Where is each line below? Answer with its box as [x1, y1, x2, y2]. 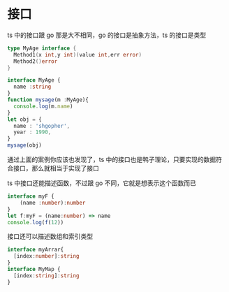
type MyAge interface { [7, 45, 77, 52]
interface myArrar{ [7, 246, 64, 254]
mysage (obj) [7, 142, 42, 149]
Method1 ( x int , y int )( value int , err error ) [13, 51, 142, 58]
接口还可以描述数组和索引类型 [7, 232, 93, 241]
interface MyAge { [7, 77, 61, 84]
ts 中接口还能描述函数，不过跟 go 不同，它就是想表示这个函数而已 [7, 179, 197, 187]
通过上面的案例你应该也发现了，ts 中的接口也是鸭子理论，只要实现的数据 [7, 155, 216, 164]
